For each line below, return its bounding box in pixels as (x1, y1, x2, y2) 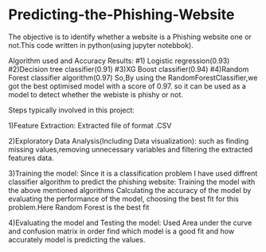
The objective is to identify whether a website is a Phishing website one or (8, 32, 252, 41)
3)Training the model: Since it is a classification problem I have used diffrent (8, 168, 258, 178)
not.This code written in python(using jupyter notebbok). (8, 40, 194, 49)
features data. (8, 153, 54, 163)
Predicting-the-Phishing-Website (8, 6, 235, 24)
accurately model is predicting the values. (8, 234, 146, 244)
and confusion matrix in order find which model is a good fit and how (8, 226, 235, 236)
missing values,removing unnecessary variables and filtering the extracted (8, 144, 253, 154)
